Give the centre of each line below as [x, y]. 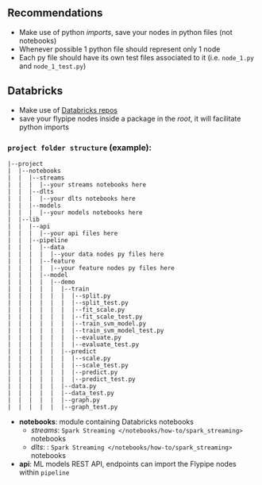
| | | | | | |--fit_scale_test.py [75, 317]
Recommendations [55, 13]
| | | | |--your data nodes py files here [86, 254]
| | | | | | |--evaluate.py [65, 337]
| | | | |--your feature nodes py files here [91, 268]
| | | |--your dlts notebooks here [71, 198]
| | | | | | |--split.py [59, 296]
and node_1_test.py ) [52, 66]
